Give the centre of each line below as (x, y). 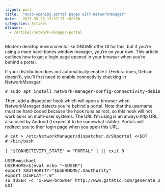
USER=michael (21, 161)
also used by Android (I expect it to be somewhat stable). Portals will (74, 122)
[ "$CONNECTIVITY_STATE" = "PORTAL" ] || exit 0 (65, 151)
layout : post (18, 10)
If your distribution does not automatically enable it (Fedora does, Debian (79, 71)
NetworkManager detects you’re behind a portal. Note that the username (79, 106)
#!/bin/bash (19, 141)
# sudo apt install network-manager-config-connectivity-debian (84, 91)
